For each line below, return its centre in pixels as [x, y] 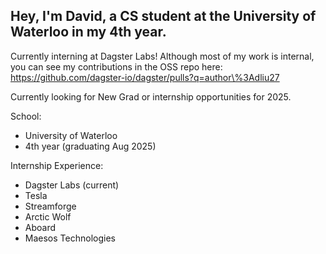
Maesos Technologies [70, 238]
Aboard [40, 227]
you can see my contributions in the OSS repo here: [116, 66]
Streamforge [50, 206]
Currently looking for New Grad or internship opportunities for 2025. [151, 96]
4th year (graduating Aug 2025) [90, 146]
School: [26, 116]
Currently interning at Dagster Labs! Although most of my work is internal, [162, 56]
